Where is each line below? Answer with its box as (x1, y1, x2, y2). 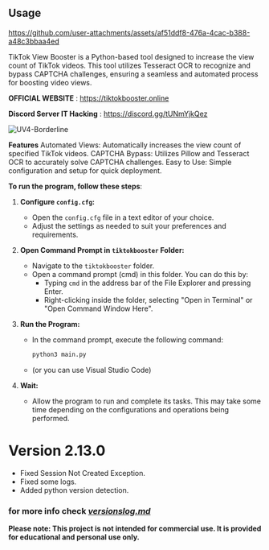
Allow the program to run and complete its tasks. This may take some (31, 396, 262, 406)
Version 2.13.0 (8, 441, 106, 460)
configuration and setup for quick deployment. (8, 165, 162, 176)
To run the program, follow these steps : (8, 181, 143, 191)
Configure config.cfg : (19, 196, 95, 206)
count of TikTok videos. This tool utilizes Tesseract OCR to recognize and (8, 60, 251, 70)
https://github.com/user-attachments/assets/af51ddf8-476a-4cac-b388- (8, 27, 251, 37)
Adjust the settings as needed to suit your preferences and (31, 221, 226, 230)
